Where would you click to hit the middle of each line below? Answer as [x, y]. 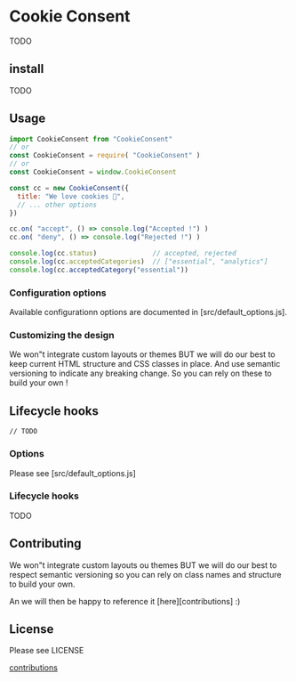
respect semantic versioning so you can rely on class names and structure [145, 574]
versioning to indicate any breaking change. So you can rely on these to [141, 373]
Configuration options [58, 293]
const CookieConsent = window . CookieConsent [93, 172]
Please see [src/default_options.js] [72, 473]
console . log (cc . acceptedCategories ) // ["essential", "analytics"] [139, 262]
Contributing [45, 543]
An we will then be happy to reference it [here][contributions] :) [125, 601]
